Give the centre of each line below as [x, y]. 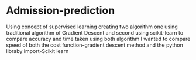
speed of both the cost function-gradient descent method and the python [94, 45]
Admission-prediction [61, 11]
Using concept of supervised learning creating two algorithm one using [92, 27]
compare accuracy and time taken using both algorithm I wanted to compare [98, 39]
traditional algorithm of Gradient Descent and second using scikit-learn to [95, 32]
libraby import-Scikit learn [37, 51]
